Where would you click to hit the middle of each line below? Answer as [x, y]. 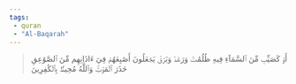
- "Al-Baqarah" [41, 34]
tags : [19, 17]
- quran [27, 26]
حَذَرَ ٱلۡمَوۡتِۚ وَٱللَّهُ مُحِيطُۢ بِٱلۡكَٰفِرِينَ [79, 69]
